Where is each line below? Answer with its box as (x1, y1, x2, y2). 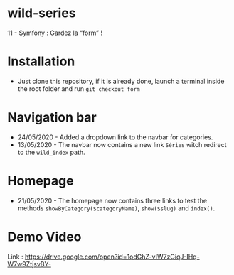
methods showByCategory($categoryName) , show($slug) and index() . (17, 204, 216, 212)
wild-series (7, 5, 76, 21)
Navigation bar (7, 109, 97, 126)
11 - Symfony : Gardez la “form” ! (7, 28, 103, 37)
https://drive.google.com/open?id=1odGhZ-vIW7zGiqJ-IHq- (24, 252, 201, 261)
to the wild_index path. (17, 148, 85, 156)
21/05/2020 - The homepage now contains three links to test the (17, 196, 208, 205)
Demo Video (7, 229, 82, 244)
